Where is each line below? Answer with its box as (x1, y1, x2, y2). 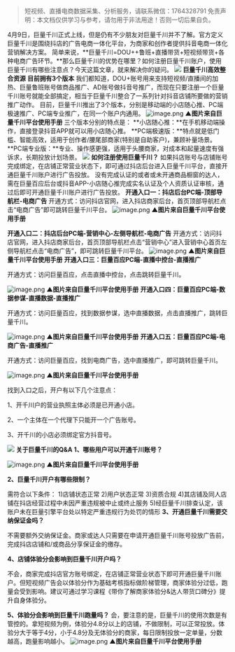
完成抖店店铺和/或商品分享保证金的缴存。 (7, 540, 127, 548)
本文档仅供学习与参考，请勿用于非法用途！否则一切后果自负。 (36, 15, 215, 24)
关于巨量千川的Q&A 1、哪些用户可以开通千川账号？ (15, 445, 163, 454)
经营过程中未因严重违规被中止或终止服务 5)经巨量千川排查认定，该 (31, 499, 224, 507)
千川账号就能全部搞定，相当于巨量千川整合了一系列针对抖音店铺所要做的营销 (7, 92, 228, 100)
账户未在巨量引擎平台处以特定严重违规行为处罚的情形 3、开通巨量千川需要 (7, 508, 222, 515)
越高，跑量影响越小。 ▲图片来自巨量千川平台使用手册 (7, 637, 202, 645)
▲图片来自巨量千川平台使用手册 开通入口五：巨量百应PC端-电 (46, 333, 226, 340)
